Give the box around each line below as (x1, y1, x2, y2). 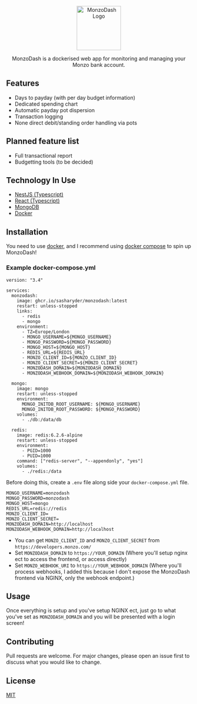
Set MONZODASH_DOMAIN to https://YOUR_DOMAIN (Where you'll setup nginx (14, 549, 188, 556)
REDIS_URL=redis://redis (6, 506, 67, 511)
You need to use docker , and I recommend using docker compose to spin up (6, 243, 191, 250)
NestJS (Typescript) (14, 191, 64, 198)
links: (16, 308, 33, 314)
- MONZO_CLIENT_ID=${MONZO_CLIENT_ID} (21, 354, 117, 360)
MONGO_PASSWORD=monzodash (6, 495, 69, 501)
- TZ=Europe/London (21, 328, 69, 335)
